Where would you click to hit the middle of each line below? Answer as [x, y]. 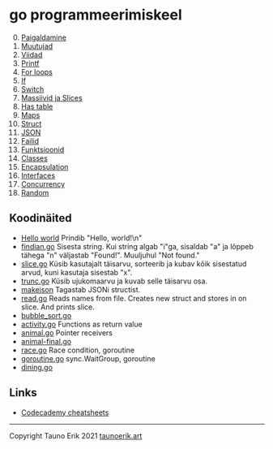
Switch [32, 89]
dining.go [37, 367]
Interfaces [38, 175]
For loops [37, 71]
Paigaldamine [44, 37]
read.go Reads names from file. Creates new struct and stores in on [134, 298]
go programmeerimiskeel [96, 15]
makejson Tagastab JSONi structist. [81, 289]
